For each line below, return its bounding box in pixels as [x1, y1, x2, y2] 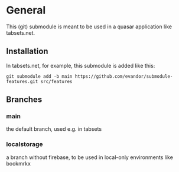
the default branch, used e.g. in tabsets [6, 125, 102, 133]
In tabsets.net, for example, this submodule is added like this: [6, 62, 155, 69]
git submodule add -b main [6, 73, 73, 80]
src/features [40, 78, 73, 84]
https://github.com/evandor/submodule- [74, 73, 173, 80]
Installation [6, 47, 48, 57]
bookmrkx [6, 160, 31, 167]
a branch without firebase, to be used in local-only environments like [6, 154, 173, 161]
